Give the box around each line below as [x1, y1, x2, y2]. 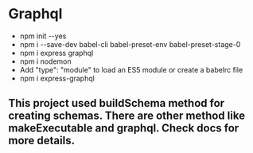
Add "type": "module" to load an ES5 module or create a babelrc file [19, 65, 243, 74]
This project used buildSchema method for [8, 96, 225, 110]
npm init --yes [19, 31, 67, 41]
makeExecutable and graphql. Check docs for [8, 121, 239, 135]
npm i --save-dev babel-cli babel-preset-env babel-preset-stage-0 [19, 39, 241, 49]
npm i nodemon [19, 57, 72, 66]
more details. [8, 134, 76, 147]
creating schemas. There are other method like [8, 109, 245, 123]
